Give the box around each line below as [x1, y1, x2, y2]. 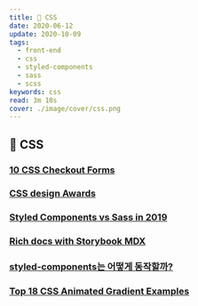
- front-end [17, 46, 62, 55]
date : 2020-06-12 [9, 21, 74, 30]
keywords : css [9, 87, 62, 96]
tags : [9, 37, 29, 47]
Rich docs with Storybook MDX [9, 235, 147, 247]
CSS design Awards [9, 188, 96, 200]
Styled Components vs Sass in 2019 [9, 211, 168, 223]
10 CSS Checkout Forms [9, 164, 115, 176]
